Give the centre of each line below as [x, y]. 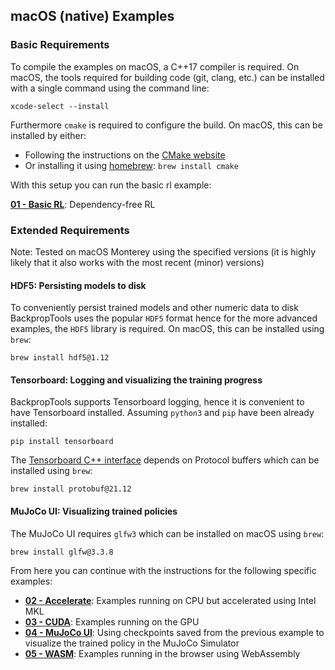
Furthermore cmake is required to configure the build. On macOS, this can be [166, 125]
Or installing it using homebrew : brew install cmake [131, 165]
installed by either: [48, 135]
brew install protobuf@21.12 [71, 489]
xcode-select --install [60, 106]
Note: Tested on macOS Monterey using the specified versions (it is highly [163, 251]
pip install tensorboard [62, 442]
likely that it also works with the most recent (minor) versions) [137, 262]
